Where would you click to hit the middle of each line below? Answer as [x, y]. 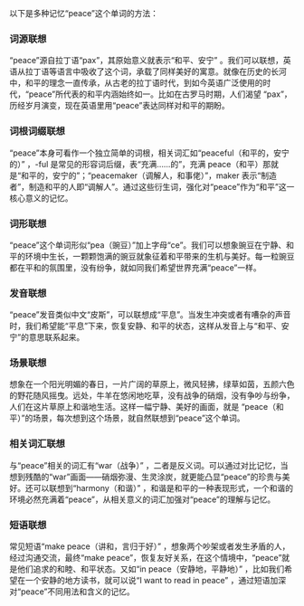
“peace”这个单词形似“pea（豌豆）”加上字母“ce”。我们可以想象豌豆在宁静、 [148, 245]
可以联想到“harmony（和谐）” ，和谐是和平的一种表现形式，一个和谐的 [163, 488]
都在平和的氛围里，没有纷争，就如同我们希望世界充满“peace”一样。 [135, 267]
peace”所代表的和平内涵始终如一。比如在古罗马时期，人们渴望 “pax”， [160, 94]
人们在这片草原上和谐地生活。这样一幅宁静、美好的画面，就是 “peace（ [142, 407]
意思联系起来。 [57, 337]
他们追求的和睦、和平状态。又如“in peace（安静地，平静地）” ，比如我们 [151, 569]
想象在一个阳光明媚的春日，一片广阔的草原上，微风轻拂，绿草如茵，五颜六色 [152, 384]
